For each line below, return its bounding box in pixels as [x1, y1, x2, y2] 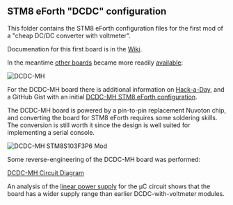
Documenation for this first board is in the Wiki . [7, 44, 143, 53]
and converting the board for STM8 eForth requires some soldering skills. [7, 113, 218, 122]
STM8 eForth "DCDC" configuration [7, 6, 167, 17]
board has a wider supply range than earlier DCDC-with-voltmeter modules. [7, 189, 225, 197]
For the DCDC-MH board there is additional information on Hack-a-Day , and [7, 85, 225, 93]
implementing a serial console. [7, 128, 95, 136]
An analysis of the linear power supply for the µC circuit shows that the [7, 182, 211, 190]
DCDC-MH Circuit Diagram [7, 168, 85, 177]
